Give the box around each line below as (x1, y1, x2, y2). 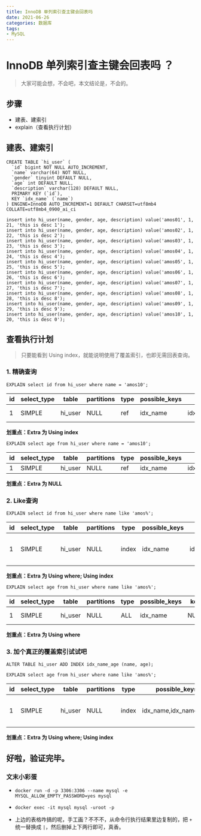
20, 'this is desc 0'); (6, 316, 66, 323)
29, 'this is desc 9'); (6, 306, 66, 312)
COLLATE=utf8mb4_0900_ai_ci (6, 206, 77, 212)
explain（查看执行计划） (14, 124, 75, 131)
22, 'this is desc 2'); (6, 232, 66, 239)
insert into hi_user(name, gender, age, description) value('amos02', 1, (6, 227, 194, 233)
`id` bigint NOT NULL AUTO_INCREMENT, (11, 164, 109, 170)
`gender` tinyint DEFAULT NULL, (11, 175, 93, 181)
